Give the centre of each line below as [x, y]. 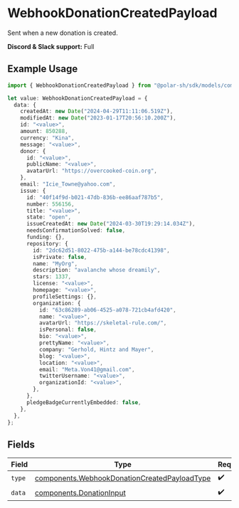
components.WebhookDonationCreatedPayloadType [123, 478]
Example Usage [43, 69]
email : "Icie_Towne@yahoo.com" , [68, 184]
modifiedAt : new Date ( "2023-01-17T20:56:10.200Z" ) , [98, 118]
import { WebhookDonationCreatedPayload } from [79, 85]
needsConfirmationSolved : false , [76, 231]
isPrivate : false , [60, 257]
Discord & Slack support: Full [51, 46]
